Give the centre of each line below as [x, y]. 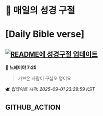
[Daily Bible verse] [45, 34]
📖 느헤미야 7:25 [21, 67]
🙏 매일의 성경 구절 [40, 10]
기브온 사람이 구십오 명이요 [44, 78]
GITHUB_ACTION [33, 107]
